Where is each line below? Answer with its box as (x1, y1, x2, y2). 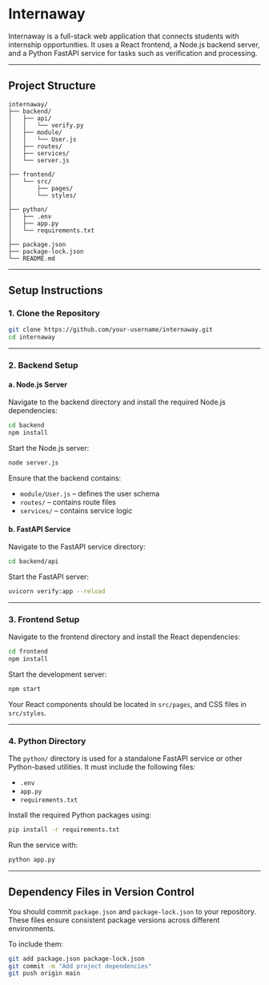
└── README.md (8, 254, 56, 263)
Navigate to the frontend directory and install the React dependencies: (8, 632, 240, 641)
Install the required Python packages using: (8, 810, 152, 820)
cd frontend (8, 648, 48, 656)
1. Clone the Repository (8, 308, 100, 319)
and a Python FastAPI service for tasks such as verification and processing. (8, 48, 258, 58)
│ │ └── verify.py (8, 121, 84, 129)
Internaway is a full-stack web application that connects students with (8, 31, 239, 41)
